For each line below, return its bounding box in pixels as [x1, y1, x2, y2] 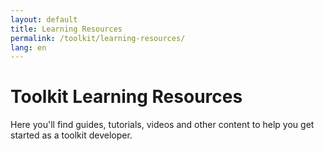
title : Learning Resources [10, 24, 123, 34]
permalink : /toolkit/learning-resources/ [10, 33, 186, 43]
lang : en [10, 42, 47, 53]
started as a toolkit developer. [10, 129, 133, 141]
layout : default [10, 14, 78, 25]
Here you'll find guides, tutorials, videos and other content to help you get [10, 119, 315, 131]
